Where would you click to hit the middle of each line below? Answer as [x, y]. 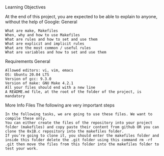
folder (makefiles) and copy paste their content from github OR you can [82, 127]
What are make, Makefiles [31, 31]
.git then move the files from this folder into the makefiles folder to [82, 144]
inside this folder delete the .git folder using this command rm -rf [79, 140]
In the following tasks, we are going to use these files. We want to [79, 114]
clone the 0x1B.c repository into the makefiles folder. [65, 131]
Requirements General [28, 61]
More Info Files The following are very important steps [60, 105]
